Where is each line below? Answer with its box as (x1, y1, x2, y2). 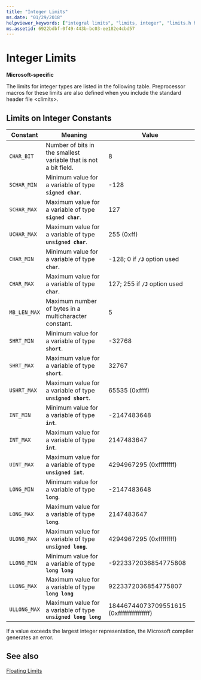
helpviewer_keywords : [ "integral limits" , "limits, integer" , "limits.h (6, 20, 191, 26)
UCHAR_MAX (9, 231, 37, 238)
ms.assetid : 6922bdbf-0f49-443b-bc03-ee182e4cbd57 (6, 25, 135, 32)
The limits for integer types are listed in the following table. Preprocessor (6, 83, 185, 90)
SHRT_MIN (9, 337, 34, 344)
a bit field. (45, 163, 74, 172)
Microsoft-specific (6, 71, 54, 79)
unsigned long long (45, 613, 102, 620)
